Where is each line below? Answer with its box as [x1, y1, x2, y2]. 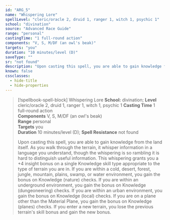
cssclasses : [5, 74, 30, 79]
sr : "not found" [5, 59, 39, 64]
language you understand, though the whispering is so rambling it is [17, 150, 160, 156]
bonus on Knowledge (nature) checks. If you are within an [17, 176, 139, 182]
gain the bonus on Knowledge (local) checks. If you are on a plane [17, 193, 156, 199]
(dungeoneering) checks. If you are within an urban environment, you [17, 187, 163, 193]
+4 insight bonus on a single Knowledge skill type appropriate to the [17, 160, 160, 166]
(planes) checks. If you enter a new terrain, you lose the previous [17, 203, 153, 209]
